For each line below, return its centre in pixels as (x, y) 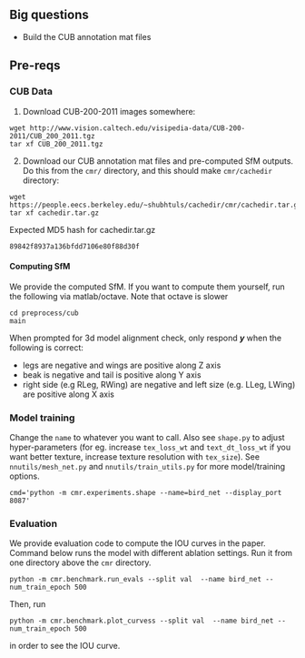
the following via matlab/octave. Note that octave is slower (119, 296)
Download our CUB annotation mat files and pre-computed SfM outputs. (157, 161)
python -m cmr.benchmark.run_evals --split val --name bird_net (135, 580)
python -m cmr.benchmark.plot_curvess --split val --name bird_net (142, 621)
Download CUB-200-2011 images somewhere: (109, 111)
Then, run (28, 604)
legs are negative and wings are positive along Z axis (122, 365)
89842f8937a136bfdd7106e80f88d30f (75, 246)
